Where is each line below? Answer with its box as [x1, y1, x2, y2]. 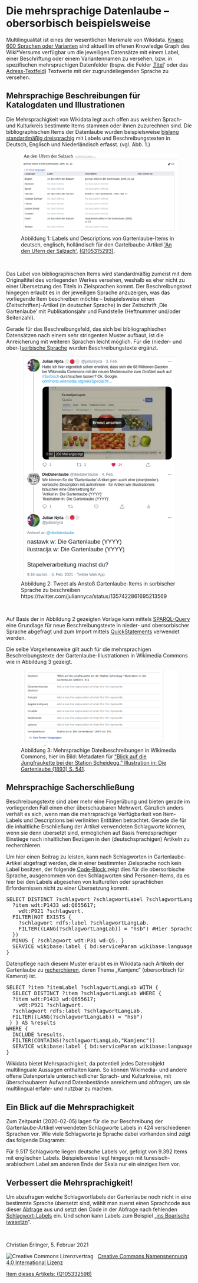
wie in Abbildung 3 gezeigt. [6, 658, 72, 665]
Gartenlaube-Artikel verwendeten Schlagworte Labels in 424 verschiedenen [6, 1124, 191, 1131]
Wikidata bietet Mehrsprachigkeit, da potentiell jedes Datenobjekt [6, 1060, 165, 1067]
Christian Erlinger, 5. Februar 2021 [6, 1241, 89, 1248]
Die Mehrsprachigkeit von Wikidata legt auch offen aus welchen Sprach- [6, 116, 183, 123]
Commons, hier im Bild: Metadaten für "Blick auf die [21, 753, 147, 760]
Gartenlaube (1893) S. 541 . [21, 765, 85, 772]
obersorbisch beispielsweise [6, 17, 151, 30]
